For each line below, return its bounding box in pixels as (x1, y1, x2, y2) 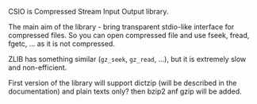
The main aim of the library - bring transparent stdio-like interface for (8, 22, 235, 31)
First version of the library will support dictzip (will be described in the (8, 79, 237, 87)
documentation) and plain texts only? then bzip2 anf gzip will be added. (8, 87, 242, 96)
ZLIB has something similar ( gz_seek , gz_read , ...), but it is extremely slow (8, 55, 247, 64)
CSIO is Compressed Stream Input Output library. (8, 7, 169, 16)
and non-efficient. (8, 63, 67, 72)
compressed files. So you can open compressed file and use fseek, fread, (8, 31, 250, 40)
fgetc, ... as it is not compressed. (8, 39, 115, 48)
